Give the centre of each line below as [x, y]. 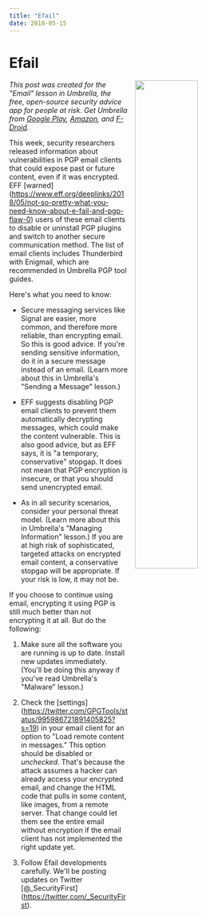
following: [25, 629]
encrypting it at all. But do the [57, 621]
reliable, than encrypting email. [71, 336]
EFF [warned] [32, 186]
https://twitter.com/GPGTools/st [76, 711]
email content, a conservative [69, 562]
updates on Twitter [51, 880]
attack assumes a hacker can [69, 770]
